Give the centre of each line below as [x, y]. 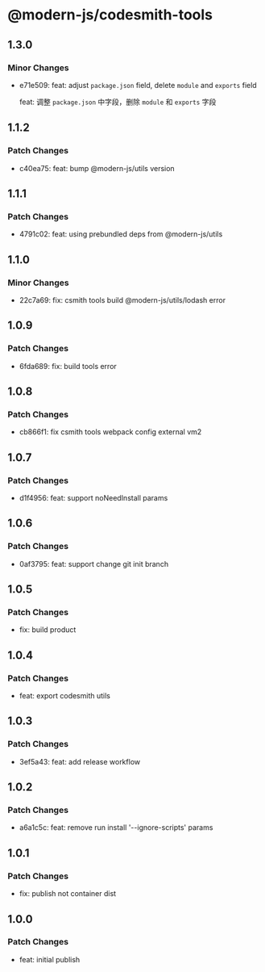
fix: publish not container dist [68, 894]
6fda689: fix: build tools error [68, 366]
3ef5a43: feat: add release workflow [80, 761]
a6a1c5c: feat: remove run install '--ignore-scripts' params [116, 827]
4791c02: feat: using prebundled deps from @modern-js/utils [121, 234]
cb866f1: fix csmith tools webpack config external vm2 [110, 432]
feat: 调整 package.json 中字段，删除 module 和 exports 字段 [118, 102]
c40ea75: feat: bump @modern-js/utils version [97, 168]
